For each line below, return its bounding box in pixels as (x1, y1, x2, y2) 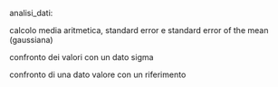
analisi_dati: (9, 8, 53, 18)
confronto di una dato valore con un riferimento (9, 69, 187, 80)
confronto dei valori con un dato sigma (9, 52, 154, 62)
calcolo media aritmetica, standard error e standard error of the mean (9, 25, 269, 35)
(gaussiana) (9, 35, 53, 45)
